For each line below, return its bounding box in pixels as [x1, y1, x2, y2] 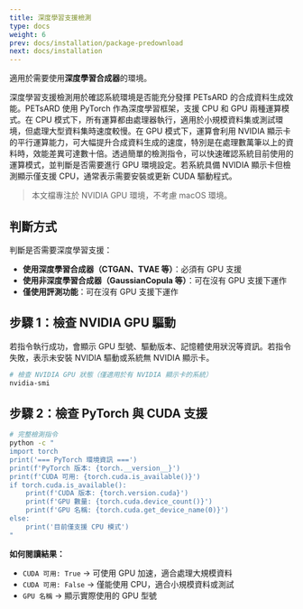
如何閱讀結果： [9, 548, 65, 559]
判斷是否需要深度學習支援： [9, 245, 113, 255]
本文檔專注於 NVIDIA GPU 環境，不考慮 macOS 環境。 [31, 190, 233, 201]
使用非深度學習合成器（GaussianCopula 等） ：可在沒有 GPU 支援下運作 [22, 274, 287, 285]
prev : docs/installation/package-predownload [9, 38, 183, 48]
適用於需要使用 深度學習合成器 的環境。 [9, 73, 151, 84]
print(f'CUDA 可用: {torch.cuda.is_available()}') [9, 472, 201, 481]
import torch [9, 448, 59, 457]
